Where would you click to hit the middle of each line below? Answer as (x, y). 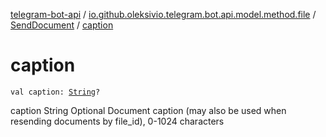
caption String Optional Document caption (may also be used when (148, 110)
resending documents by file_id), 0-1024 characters (117, 121)
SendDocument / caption (62, 25)
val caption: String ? (55, 92)
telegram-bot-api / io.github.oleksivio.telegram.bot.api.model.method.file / (163, 14)
